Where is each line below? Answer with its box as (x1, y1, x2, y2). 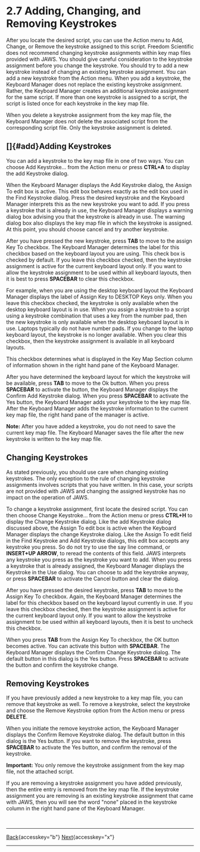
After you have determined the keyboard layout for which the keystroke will (6, 373, 190, 380)
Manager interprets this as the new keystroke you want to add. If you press (6, 200, 190, 207)
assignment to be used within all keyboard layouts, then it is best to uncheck (6, 618, 193, 625)
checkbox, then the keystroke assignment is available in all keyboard (6, 337, 174, 344)
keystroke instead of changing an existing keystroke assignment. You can (6, 68, 186, 75)
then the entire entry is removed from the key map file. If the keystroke (6, 786, 180, 793)
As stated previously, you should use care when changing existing (6, 468, 168, 475)
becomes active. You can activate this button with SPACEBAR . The (6, 642, 170, 649)
